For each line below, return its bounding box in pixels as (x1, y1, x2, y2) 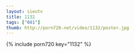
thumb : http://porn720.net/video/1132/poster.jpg (6, 24, 130, 31)
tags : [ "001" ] (6, 19, 41, 25)
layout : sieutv (6, 8, 43, 15)
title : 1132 (6, 14, 35, 20)
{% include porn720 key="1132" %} (6, 41, 92, 48)
